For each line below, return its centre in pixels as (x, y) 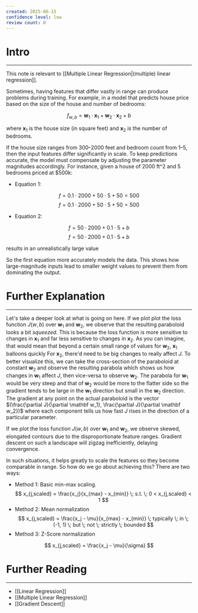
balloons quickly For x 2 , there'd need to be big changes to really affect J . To (98, 354)
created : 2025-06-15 (32, 12)
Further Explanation (56, 296)
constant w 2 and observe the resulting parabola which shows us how (90, 368)
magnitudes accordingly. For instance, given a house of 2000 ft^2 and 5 (93, 166)
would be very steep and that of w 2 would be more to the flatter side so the (98, 384)
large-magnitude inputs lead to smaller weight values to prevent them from (97, 266)
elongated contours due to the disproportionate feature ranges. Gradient (94, 437)
